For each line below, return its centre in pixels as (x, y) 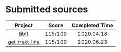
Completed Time (93, 25)
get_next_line (24, 42)
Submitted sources (47, 9)
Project (24, 25)
